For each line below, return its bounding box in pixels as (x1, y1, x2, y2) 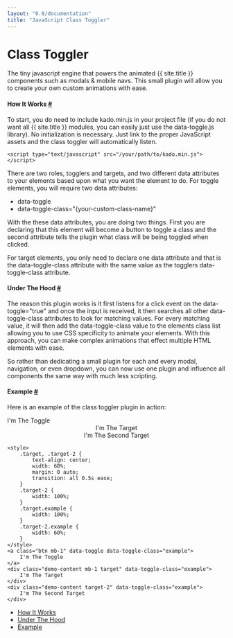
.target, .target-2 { (19, 451, 82, 458)
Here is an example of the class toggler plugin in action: (7, 403, 166, 411)
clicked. (7, 240, 30, 248)
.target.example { (19, 505, 73, 513)
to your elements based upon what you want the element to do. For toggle (7, 176, 219, 184)
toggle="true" (7, 306, 46, 315)
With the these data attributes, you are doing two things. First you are (7, 218, 206, 226)
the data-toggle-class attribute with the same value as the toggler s (7, 260, 198, 269)
